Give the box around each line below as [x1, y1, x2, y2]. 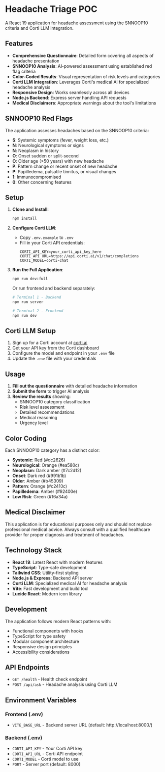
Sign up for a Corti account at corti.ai [12, 340, 88, 346]
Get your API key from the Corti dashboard [12, 345, 99, 351]
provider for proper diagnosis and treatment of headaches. [5, 531, 125, 537]
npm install [12, 216, 37, 221]
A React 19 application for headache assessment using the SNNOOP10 [5, 20, 148, 26]
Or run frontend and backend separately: [12, 286, 96, 291]
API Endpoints [5, 663, 50, 672]
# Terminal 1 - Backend [12, 295, 62, 300]
